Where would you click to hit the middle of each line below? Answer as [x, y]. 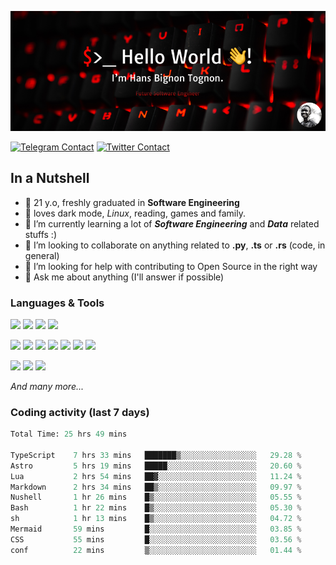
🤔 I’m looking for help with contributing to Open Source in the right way [171, 266]
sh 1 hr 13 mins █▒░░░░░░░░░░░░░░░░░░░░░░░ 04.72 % [156, 519]
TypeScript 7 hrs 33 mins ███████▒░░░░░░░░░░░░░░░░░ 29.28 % [156, 455]
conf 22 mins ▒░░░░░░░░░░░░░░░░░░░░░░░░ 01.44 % [156, 550]
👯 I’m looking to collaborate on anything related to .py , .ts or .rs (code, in [175, 245]
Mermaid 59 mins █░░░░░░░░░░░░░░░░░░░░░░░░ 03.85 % [156, 529]
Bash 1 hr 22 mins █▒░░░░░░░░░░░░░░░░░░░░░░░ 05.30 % [156, 508]
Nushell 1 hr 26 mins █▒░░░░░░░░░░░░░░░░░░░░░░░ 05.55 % [156, 497]
